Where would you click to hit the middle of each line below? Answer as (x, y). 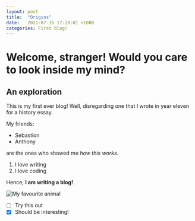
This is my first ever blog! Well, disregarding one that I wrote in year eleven (98, 106)
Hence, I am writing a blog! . (40, 182)
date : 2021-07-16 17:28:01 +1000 (50, 23)
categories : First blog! (37, 28)
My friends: (20, 124)
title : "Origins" (29, 17)
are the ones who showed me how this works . (62, 153)
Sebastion (27, 135)
